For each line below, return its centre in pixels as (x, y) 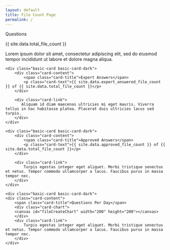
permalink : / (19, 19)
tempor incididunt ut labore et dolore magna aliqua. (59, 59)
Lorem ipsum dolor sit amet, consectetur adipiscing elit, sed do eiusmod (81, 54)
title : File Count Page (31, 15)
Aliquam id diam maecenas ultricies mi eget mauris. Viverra (88, 105)
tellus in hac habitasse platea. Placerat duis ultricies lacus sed (80, 109)
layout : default (22, 10)
